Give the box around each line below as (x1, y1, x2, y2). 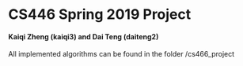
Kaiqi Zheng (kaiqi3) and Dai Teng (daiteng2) (8, 31, 159, 41)
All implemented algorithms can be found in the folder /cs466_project (8, 49, 235, 59)
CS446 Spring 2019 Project (8, 5, 192, 24)
